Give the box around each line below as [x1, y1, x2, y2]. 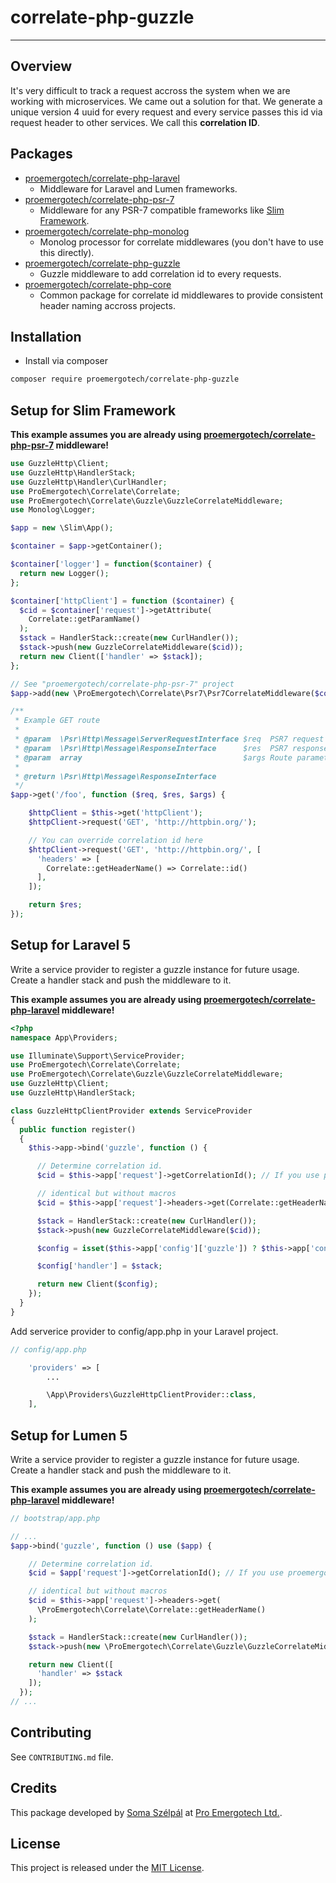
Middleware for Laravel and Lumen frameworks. [39, 182, 238, 195]
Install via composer [24, 355, 108, 367]
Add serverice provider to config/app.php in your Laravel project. [10, 1325, 279, 1337]
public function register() [19, 1124, 137, 1135]
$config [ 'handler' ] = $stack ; [36, 1261, 163, 1271]
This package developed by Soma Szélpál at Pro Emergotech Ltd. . [10, 1806, 283, 1818]
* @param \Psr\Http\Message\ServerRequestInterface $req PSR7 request [14, 734, 325, 745]
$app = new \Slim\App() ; [10, 523, 114, 533]
